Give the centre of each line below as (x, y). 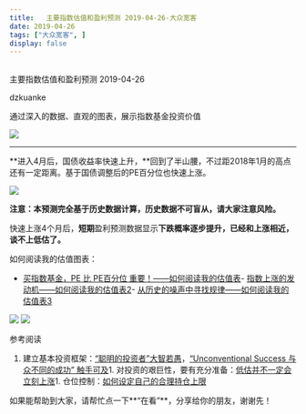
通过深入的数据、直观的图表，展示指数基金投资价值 (105, 116)
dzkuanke (28, 97)
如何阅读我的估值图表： (53, 258)
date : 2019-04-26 (42, 26)
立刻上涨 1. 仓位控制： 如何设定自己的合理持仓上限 (114, 381)
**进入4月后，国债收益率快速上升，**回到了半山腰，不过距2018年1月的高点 (150, 161)
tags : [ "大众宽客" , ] (48, 35)
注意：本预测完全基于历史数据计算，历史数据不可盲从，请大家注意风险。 (145, 208)
